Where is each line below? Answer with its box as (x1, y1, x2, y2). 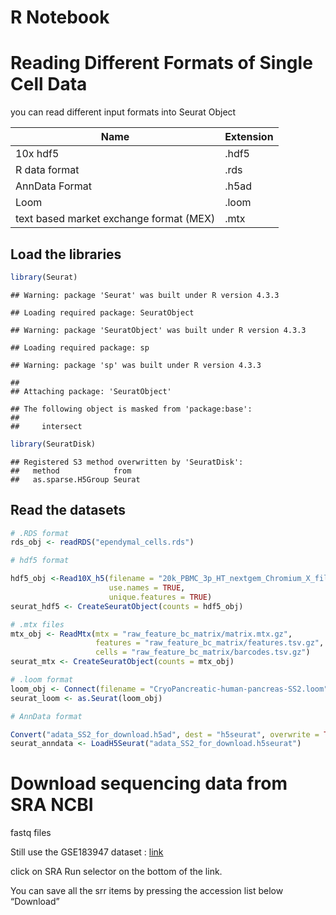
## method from (10, 466, 132, 476)
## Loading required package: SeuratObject (10, 307, 195, 318)
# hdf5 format (10, 556, 70, 566)
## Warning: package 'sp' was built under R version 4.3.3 (10, 360, 262, 370)
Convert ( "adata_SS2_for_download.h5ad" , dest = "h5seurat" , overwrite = (10, 729, 320, 740)
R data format (15, 163, 80, 177)
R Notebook (10, 6, 110, 29)
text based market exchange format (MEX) (15, 212, 216, 226)
